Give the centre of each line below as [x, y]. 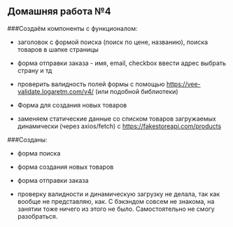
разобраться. [37, 216]
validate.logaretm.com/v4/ [56, 91]
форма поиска [39, 153]
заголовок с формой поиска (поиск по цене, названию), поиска [113, 42]
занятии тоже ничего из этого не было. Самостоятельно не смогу [116, 209]
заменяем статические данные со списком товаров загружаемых [117, 118]
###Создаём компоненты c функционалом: [72, 28]
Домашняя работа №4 [59, 12]
